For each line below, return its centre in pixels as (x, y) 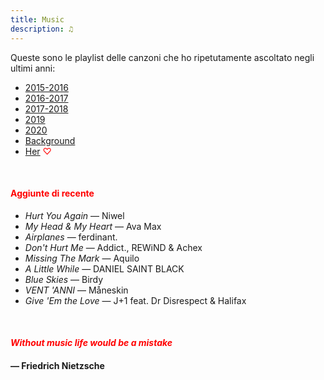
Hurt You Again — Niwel (74, 215)
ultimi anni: (33, 68)
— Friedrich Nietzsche (57, 365)
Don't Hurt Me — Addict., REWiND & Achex (113, 247)
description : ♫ (42, 29)
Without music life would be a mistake (91, 343)
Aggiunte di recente (52, 193)
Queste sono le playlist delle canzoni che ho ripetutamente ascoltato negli (162, 57)
